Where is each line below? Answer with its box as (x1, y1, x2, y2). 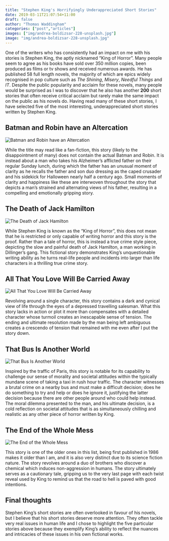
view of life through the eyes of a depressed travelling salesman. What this (5, 303, 160, 310)
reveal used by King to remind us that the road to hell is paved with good (5, 476, 156, 482)
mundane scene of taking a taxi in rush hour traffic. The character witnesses (5, 379, 164, 385)
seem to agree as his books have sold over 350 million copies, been (5, 60, 146, 66)
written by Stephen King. (5, 108, 57, 114)
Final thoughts (5, 496, 52, 505)
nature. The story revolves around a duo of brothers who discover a (5, 459, 146, 466)
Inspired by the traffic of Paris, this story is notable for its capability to (5, 368, 150, 374)
